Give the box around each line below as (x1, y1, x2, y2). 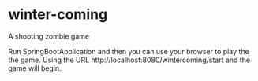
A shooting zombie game (8, 31, 89, 41)
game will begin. (8, 63, 62, 72)
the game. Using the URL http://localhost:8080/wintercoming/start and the (8, 55, 251, 64)
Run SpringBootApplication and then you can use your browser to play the (8, 46, 250, 56)
